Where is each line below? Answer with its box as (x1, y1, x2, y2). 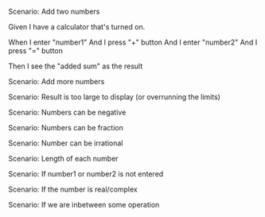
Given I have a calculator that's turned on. (8, 22, 146, 31)
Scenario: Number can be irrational (8, 138, 123, 148)
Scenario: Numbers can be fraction (8, 123, 123, 132)
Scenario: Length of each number (8, 154, 119, 163)
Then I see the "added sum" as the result (8, 61, 143, 71)
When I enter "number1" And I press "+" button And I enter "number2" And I (8, 37, 258, 47)
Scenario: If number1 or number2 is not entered (8, 169, 164, 178)
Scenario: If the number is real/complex (8, 184, 138, 194)
